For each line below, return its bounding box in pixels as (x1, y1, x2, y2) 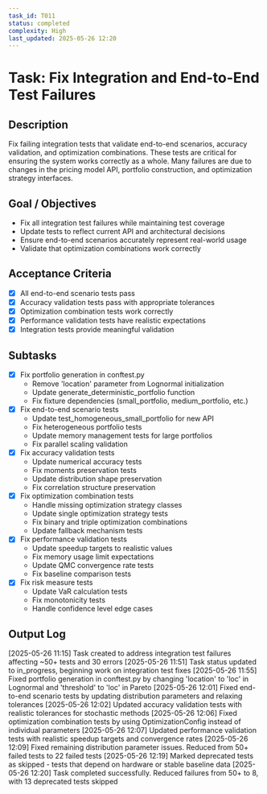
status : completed (8, 19, 70, 27)
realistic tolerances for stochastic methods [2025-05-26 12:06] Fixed (8, 709, 237, 718)
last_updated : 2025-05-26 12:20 (8, 34, 117, 43)
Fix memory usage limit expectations (31, 552, 154, 562)
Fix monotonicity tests (31, 595, 106, 605)
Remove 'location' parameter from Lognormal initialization (31, 379, 224, 389)
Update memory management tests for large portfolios (31, 431, 213, 441)
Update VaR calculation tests (31, 586, 128, 596)
